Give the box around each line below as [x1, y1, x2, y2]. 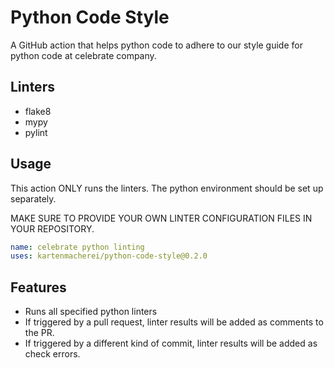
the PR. [24, 327, 55, 339]
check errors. [24, 348, 81, 360]
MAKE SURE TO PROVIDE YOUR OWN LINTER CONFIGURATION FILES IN [10, 212, 313, 224]
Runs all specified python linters [24, 306, 158, 318]
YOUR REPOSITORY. [10, 222, 95, 235]
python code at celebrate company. [10, 49, 157, 61]
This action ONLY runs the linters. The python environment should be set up [10, 182, 324, 194]
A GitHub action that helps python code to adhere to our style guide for [10, 39, 303, 51]
